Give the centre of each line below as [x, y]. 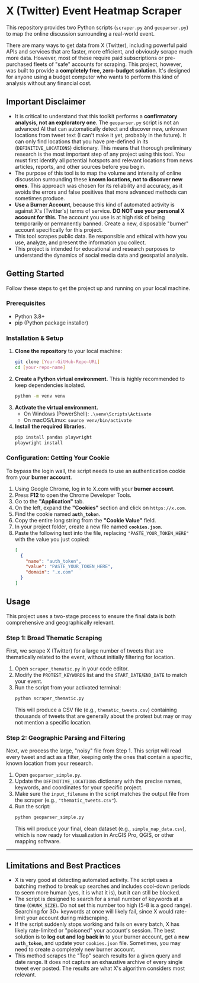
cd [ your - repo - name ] [40, 368]
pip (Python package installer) [52, 323]
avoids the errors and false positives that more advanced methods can [101, 192]
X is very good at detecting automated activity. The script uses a [94, 880]
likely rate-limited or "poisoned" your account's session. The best [95, 930]
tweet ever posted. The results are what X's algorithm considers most [100, 968]
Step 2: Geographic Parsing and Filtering [66, 738]
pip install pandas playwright [53, 437]
